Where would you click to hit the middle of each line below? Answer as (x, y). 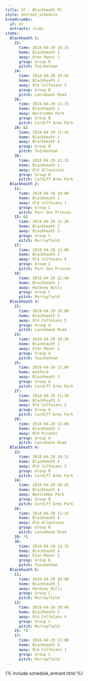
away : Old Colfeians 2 (42, 405)
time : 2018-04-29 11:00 (44, 367)
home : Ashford (34, 372)
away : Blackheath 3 (39, 377)
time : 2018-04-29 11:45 (44, 132)
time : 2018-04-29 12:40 (44, 278)
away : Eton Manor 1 (39, 349)
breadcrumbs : (19, 19)
